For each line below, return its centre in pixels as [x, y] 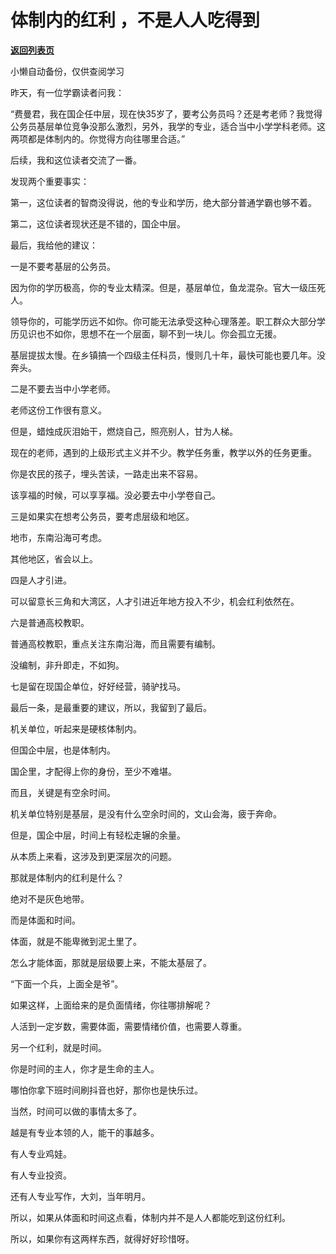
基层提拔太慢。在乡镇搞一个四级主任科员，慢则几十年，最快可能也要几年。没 [168, 355]
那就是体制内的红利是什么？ [67, 877]
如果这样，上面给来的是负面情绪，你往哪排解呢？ [111, 1005]
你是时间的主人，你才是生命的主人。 [85, 1068]
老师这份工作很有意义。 [58, 410]
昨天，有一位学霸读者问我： [67, 92]
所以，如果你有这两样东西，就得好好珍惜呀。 [102, 1238]
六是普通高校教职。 [50, 622]
